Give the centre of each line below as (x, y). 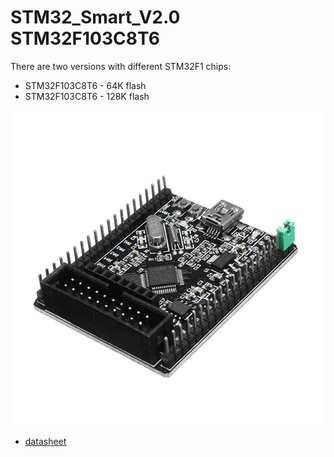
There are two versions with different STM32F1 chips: (121, 66)
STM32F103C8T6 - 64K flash (85, 85)
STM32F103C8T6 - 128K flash (87, 96)
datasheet (45, 441)
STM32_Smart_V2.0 (95, 17)
